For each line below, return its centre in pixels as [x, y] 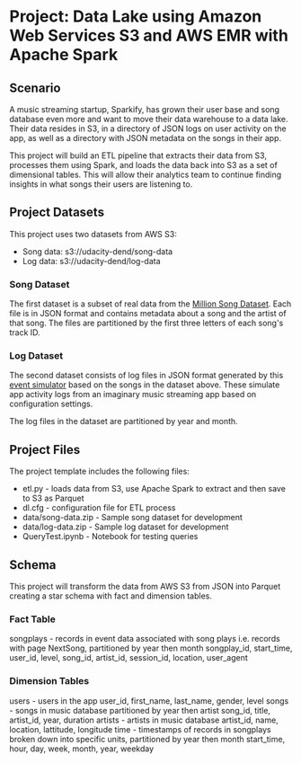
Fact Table [33, 619]
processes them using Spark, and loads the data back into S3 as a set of [144, 165]
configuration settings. [51, 404]
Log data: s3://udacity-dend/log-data [91, 261]
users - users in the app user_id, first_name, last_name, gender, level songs [149, 701]
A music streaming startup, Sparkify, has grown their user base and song [145, 109]
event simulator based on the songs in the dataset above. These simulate [145, 385]
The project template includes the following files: [100, 471]
